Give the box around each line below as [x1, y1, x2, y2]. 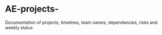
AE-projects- [5, 3, 59, 15]
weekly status [5, 24, 33, 30]
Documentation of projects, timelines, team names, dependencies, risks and [5, 19, 158, 25]
